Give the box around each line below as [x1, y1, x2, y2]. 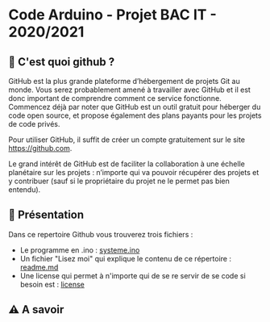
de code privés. [8, 119, 60, 128]
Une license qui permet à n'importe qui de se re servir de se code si [19, 270, 246, 280]
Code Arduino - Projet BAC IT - [8, 6, 218, 24]
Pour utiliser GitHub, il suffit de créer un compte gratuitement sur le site [8, 135, 246, 144]
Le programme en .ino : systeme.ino [19, 245, 140, 255]
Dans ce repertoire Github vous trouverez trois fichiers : [8, 229, 193, 239]
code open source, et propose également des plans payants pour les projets [8, 111, 262, 120]
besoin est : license [19, 279, 85, 289]
